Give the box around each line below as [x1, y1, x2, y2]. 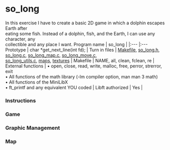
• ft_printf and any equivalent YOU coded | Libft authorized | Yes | [5, 84, 143, 90]
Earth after [5, 25, 28, 31]
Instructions [5, 97, 37, 104]
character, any [5, 36, 36, 42]
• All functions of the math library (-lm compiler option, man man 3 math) [5, 73, 158, 80]
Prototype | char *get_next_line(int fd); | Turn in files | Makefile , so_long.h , [5, 47, 160, 53]
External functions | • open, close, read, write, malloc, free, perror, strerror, [5, 63, 162, 69]
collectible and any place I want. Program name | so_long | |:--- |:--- [5, 41, 148, 47]
